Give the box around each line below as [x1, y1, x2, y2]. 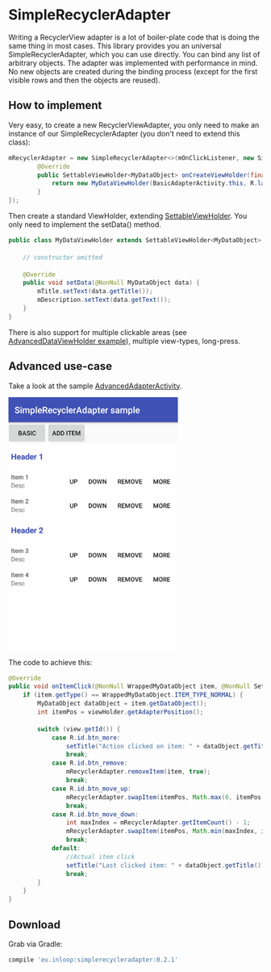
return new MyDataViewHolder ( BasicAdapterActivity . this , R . [51, 179, 258, 187]
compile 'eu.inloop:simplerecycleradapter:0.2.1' [8, 956, 179, 964]
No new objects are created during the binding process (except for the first [8, 66, 258, 76]
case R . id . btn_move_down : [51, 810, 139, 819]
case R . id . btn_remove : [51, 759, 128, 768]
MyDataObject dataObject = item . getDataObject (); [37, 700, 207, 708]
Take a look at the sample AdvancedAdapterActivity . [8, 381, 182, 391]
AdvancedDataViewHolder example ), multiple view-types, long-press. [8, 336, 240, 346]
